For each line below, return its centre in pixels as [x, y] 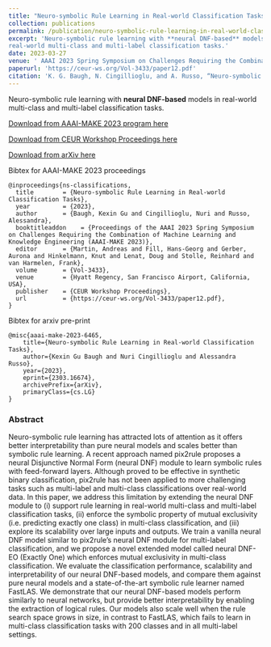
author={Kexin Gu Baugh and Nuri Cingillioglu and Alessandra [129, 357]
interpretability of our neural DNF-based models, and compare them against [135, 574]
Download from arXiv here [52, 154]
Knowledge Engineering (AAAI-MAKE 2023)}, [81, 242]
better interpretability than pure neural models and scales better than [123, 445]
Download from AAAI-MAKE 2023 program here [88, 123]
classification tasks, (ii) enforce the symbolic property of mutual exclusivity [133, 514]
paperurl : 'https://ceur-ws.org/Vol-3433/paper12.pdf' [102, 69]
